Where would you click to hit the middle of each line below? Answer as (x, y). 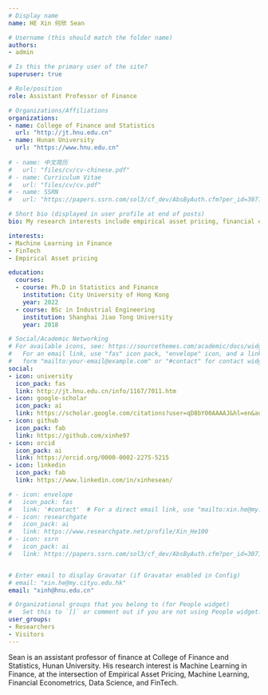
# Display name (33, 16)
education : (26, 272)
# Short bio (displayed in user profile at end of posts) (106, 214)
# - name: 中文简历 (38, 162)
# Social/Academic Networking (59, 339)
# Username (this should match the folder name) (91, 38)
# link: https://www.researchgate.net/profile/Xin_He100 (108, 532)
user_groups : (30, 620)
